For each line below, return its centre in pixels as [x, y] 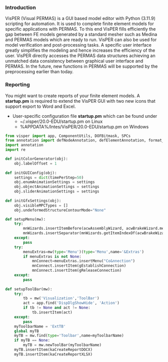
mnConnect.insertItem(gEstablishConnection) [79, 266]
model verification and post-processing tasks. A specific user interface [78, 45]
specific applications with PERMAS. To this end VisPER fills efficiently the [80, 29]
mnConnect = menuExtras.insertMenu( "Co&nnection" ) [83, 261]
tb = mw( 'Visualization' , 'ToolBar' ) [61, 298]
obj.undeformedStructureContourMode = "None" [60, 210]
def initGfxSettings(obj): [33, 201]
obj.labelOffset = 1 [35, 163]
